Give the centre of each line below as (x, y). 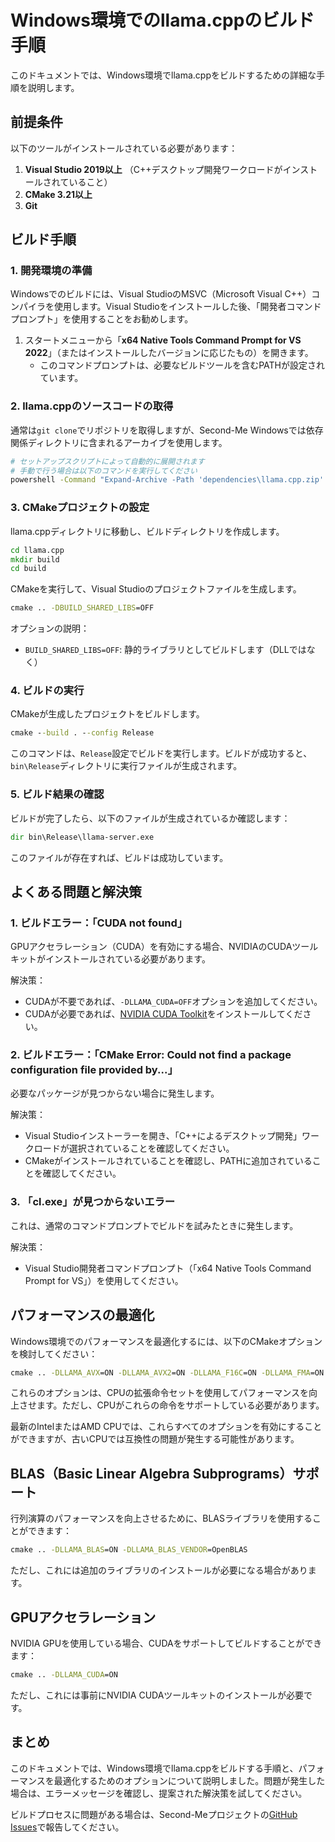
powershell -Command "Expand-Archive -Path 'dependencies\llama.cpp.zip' (167, 480)
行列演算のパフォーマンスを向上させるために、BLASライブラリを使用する (161, 1518)
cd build (28, 569)
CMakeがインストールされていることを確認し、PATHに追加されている (168, 1161)
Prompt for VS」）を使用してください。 (104, 1280)
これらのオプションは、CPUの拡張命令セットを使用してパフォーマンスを (159, 1393)
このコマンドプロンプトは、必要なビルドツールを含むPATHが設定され (182, 365)
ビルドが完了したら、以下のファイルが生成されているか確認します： (150, 818)
